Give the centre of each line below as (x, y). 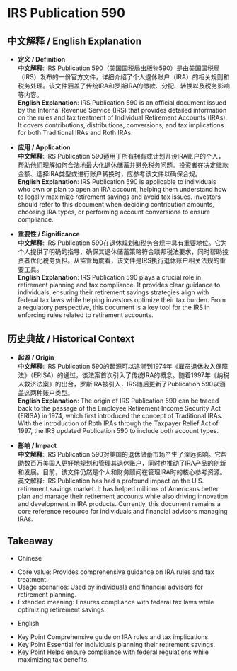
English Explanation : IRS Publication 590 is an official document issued (122, 103)
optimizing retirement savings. (62, 609)
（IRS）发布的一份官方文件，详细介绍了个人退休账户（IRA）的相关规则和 (123, 77)
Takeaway (30, 541)
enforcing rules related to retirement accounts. (85, 315)
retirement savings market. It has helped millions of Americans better (118, 488)
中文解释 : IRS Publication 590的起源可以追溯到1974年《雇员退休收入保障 (123, 366)
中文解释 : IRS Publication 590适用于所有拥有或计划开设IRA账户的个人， (121, 156)
